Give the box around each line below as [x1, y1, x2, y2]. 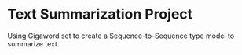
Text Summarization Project [7, 5, 193, 23]
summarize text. [7, 39, 60, 48]
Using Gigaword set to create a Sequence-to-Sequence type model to [7, 31, 235, 40]
